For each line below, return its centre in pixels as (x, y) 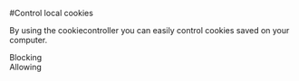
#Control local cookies (51, 13)
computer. (29, 40)
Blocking (26, 57)
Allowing (26, 67)
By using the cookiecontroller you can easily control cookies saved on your (149, 30)
